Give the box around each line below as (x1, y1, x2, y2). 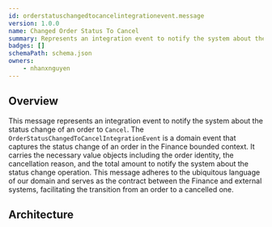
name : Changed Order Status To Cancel (8, 27, 139, 35)
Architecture (8, 208, 74, 221)
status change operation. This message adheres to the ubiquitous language (8, 167, 261, 177)
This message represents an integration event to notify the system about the (8, 116, 263, 125)
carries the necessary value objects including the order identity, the (8, 150, 234, 160)
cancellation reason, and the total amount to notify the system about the (8, 158, 249, 168)
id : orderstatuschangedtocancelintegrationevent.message (8, 11, 205, 20)
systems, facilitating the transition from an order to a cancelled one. (8, 184, 235, 194)
